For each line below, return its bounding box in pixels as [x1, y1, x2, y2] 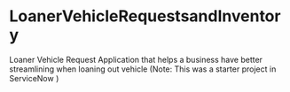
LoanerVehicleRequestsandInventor [9, 6, 281, 27]
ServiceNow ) [9, 73, 59, 83]
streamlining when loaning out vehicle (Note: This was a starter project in [9, 64, 277, 74]
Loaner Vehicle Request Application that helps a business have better [9, 54, 263, 65]
